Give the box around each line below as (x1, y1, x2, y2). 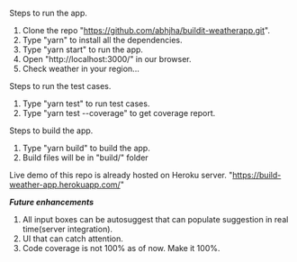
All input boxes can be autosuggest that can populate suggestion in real (22, 214, 289, 224)
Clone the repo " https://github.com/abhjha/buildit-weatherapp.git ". (22, 25, 270, 35)
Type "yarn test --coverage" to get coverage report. (22, 108, 216, 118)
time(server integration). (22, 224, 113, 234)
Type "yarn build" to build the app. (22, 143, 150, 153)
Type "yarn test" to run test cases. (22, 98, 150, 109)
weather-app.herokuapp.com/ (9, 179, 121, 190)
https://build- (232, 170, 282, 180)
